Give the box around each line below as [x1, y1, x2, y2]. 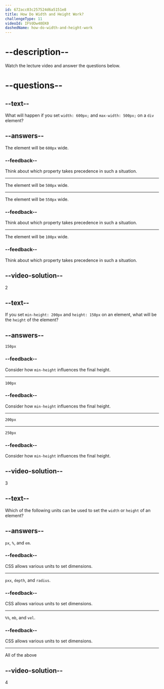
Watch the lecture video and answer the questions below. [5, 63, 121, 69]
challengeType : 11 [5, 16, 42, 21]
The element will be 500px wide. [5, 182, 69, 188]
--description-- [5, 47, 69, 58]
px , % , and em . [5, 540, 31, 546]
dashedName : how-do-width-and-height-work [5, 26, 93, 30]
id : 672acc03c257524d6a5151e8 [5, 7, 67, 12]
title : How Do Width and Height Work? [5, 12, 84, 17]
